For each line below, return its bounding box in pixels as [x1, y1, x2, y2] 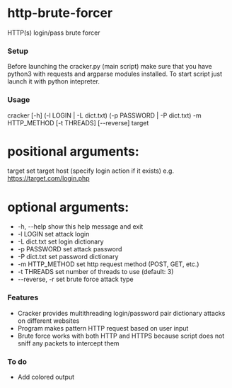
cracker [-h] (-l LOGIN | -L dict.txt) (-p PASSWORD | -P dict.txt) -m [7, 111, 202, 120]
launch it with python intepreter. [7, 77, 100, 86]
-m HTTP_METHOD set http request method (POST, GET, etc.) [17, 260, 199, 268]
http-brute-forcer [7, 5, 113, 21]
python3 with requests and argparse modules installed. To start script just [7, 69, 223, 79]
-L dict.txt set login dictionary [17, 237, 104, 246]
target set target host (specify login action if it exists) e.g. [7, 166, 175, 175]
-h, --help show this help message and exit [17, 222, 144, 231]
